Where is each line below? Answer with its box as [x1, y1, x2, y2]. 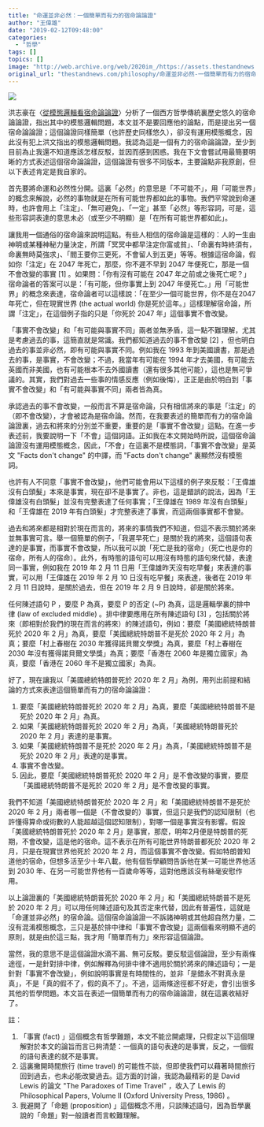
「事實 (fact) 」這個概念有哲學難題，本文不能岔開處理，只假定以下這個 [19, 1032, 248, 1041]
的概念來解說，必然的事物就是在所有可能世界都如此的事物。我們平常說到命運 [8, 193, 256, 203]
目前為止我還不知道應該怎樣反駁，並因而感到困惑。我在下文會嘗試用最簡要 [8, 147, 249, 156]
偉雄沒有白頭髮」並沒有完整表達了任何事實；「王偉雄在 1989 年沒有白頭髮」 [8, 497, 251, 506]
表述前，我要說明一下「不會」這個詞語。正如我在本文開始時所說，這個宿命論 [8, 430, 256, 440]
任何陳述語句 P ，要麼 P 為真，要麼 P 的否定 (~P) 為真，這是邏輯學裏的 [8, 599, 237, 608]
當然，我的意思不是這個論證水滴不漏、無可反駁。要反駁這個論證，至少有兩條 [8, 949, 256, 958]
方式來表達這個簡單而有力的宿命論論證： [21, 685, 153, 694]
